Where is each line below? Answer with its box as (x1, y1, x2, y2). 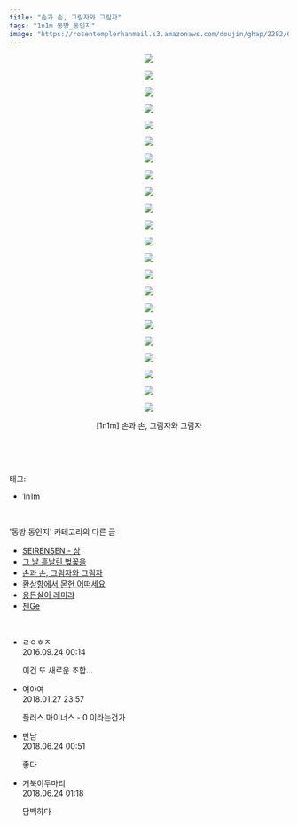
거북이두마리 (21, 778, 67, 789)
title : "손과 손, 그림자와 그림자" (9, 12, 122, 22)
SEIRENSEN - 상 (21, 546, 82, 556)
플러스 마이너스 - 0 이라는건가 (21, 712, 126, 723)
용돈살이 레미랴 (21, 590, 75, 601)
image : (9, 29, 34, 38)
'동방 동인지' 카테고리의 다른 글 (9, 526, 116, 537)
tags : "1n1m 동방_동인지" (9, 21, 96, 30)
